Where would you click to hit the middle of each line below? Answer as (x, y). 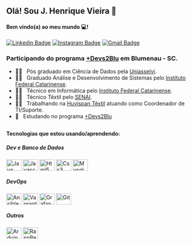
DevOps (17, 181)
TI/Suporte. (29, 110)
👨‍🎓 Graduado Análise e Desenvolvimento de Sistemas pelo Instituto (100, 78)
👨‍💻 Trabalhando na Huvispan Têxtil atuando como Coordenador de (100, 103)
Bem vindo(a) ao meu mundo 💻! (47, 27)
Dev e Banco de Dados (35, 147)
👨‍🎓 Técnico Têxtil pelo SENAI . (53, 97)
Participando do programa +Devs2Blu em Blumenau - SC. (92, 58)
